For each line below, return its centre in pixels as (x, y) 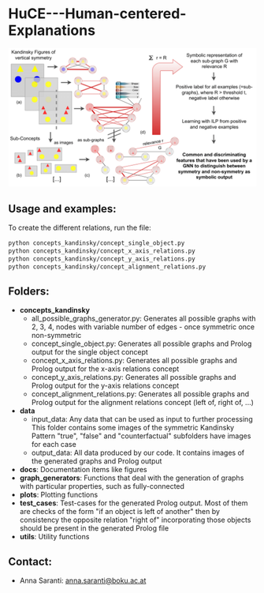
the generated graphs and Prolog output (97, 461)
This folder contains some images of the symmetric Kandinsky (133, 428)
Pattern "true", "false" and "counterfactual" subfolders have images (141, 436)
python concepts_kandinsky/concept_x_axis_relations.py (102, 251)
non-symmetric (56, 336)
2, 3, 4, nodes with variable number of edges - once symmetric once (143, 327)
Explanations (52, 30)
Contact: (30, 561)
